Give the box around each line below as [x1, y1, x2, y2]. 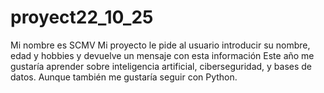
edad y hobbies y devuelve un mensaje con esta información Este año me [10, 49, 315, 61]
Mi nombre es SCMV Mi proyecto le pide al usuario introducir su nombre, [10, 39, 311, 51]
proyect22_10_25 [10, 6, 154, 29]
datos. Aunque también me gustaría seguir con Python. [10, 71, 238, 83]
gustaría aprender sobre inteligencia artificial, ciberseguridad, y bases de [10, 60, 313, 72]
